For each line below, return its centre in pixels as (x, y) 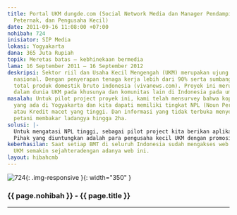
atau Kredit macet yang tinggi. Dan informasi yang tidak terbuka (113, 112)
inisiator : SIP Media (39, 40)
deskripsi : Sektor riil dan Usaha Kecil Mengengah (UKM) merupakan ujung (118, 72)
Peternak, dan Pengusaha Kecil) (61, 20)
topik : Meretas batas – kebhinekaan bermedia (75, 60)
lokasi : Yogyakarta (36, 46)
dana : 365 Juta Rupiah (41, 53)
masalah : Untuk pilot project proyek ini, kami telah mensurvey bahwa (113, 99)
